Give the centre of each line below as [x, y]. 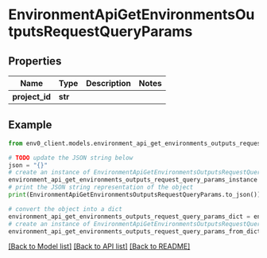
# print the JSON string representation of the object [101, 188]
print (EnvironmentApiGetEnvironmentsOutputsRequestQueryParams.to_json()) [135, 195]
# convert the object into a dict [66, 209]
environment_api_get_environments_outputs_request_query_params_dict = [129, 217]
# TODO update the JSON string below [71, 158]
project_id [32, 97]
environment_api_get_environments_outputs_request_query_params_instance [133, 180]
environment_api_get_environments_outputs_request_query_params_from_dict [135, 231]
